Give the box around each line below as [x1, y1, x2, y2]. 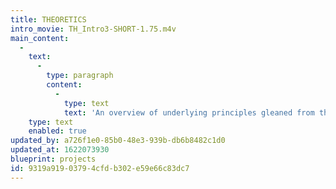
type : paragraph [46, 71, 114, 81]
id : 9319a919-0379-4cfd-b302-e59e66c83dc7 [10, 163, 190, 173]
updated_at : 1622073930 [10, 145, 110, 155]
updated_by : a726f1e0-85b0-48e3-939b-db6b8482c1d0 [10, 136, 226, 146]
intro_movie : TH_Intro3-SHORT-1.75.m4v [10, 24, 177, 34]
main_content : [10, 33, 70, 43]
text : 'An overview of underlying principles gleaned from [63, 107, 315, 118]
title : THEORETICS [10, 14, 87, 25]
